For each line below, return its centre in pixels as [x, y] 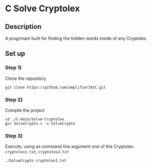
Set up [15, 54]
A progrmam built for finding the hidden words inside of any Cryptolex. [76, 38]
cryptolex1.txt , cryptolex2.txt [37, 152]
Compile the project [25, 110]
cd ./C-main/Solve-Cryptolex [35, 119]
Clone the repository [26, 78]
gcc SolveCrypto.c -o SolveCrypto [40, 123]
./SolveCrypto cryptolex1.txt [36, 161]
